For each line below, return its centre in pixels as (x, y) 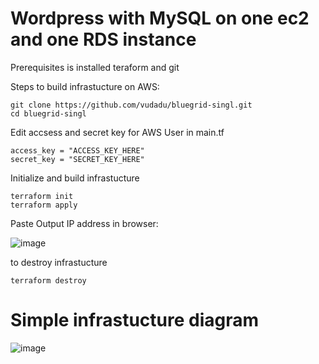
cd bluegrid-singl (48, 113)
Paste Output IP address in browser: (84, 223)
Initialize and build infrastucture (75, 178)
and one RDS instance (103, 39)
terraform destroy (48, 280)
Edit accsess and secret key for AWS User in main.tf (117, 132)
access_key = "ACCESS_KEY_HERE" (77, 150)
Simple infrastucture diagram (135, 320)
